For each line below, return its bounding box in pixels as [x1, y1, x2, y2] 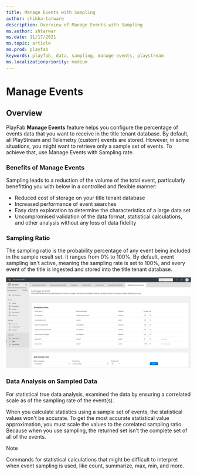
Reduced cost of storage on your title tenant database [14, 194, 145, 201]
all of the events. [6, 433, 46, 440]
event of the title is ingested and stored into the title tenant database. [6, 266, 173, 273]
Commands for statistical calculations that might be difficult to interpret [6, 456, 178, 463]
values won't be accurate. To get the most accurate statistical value [6, 414, 169, 422]
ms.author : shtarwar [6, 28, 57, 34]
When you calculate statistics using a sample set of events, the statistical [6, 408, 183, 415]
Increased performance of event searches [14, 200, 117, 208]
